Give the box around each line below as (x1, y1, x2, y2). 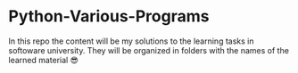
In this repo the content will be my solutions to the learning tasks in (8, 36, 254, 46)
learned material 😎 (8, 54, 79, 65)
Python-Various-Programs (8, 6, 210, 27)
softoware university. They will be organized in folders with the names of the (8, 45, 289, 55)
